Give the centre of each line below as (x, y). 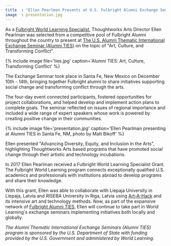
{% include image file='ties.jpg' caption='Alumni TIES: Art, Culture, (75, 61)
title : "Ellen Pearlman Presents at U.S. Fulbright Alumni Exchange (82, 10)
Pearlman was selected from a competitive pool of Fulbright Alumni (76, 35)
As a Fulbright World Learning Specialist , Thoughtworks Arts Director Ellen (83, 29)
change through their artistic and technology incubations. (65, 154)
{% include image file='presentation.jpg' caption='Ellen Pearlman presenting (85, 128)
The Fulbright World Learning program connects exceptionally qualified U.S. (85, 170)
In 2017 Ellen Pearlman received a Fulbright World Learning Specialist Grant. (85, 164)
